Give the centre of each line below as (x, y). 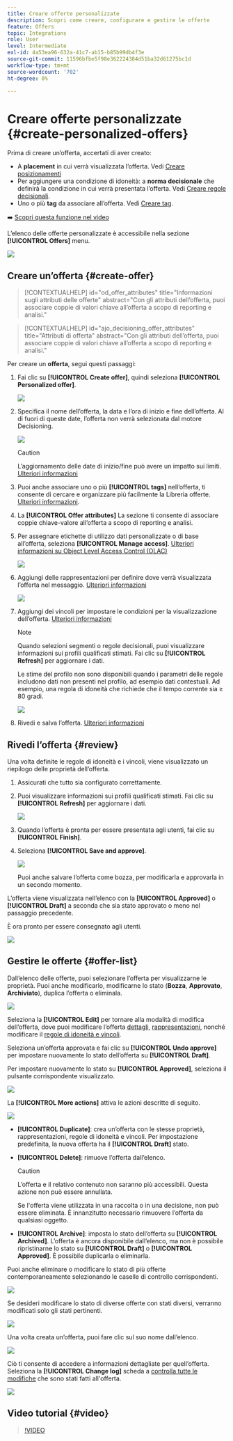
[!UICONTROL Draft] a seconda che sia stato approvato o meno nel (104, 905)
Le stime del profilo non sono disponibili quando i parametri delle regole (120, 674)
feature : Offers (31, 26)
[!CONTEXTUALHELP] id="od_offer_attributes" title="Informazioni (118, 292)
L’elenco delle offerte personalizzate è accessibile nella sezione (98, 233)
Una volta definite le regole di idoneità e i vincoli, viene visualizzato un (108, 761)
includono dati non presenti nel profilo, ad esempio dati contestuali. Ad (119, 682)
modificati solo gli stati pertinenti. (55, 1310)
